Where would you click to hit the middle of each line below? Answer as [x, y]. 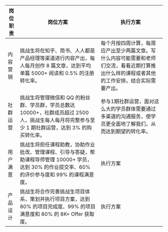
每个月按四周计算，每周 [128, 43]
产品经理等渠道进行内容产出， [55, 58]
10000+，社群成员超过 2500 [54, 112]
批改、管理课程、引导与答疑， [55, 152]
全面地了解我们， [131, 124]
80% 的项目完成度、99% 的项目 [58, 206]
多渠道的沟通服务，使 [126, 116]
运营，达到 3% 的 [66, 128]
